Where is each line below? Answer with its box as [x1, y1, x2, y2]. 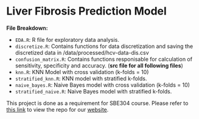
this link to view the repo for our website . [6, 106, 109, 113]
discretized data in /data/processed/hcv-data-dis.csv [15, 49, 149, 56]
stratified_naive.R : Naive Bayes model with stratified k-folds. [15, 87, 172, 95]
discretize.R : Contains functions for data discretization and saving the [15, 42, 194, 50]
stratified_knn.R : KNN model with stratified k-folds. [15, 75, 147, 82]
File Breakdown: [6, 24, 49, 32]
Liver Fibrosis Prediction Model [6, 4, 167, 18]
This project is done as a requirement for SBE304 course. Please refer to [6, 99, 189, 107]
